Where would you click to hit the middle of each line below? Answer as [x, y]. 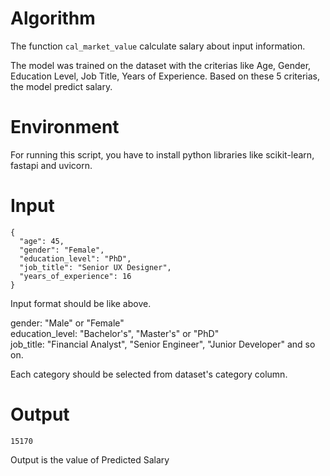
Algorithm [53, 18]
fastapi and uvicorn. [51, 165]
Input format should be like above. [81, 303]
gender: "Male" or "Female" [67, 323]
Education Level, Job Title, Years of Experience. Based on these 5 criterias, [165, 76]
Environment [65, 127]
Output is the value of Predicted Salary [90, 459]
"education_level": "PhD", [75, 258]
